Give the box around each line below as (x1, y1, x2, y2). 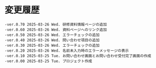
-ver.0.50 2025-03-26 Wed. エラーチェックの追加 (4, 33, 100, 37)
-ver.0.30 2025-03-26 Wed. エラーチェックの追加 (4, 43, 100, 48)
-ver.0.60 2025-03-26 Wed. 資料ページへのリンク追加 (4, 27, 107, 32)
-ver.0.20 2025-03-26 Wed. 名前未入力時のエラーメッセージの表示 (4, 48, 129, 53)
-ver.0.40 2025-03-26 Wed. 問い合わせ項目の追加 (4, 37, 100, 42)
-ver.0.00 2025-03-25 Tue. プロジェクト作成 (4, 59, 92, 64)
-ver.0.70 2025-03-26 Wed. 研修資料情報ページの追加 (4, 22, 107, 27)
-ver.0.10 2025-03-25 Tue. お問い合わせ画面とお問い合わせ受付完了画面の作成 (4, 53, 152, 58)
